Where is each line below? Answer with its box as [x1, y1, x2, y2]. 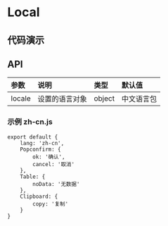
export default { [7, 133, 58, 141]
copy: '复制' [32, 200, 69, 208]
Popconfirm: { [20, 146, 61, 153]
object [93, 94, 115, 103]
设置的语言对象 [37, 94, 87, 104]
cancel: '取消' [32, 161, 75, 168]
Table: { [20, 173, 46, 180]
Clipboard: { [20, 193, 58, 200]
